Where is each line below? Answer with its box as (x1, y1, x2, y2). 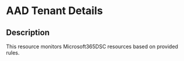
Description (6, 28, 50, 38)
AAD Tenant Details (6, 4, 103, 18)
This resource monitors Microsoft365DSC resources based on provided (6, 43, 178, 50)
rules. (6, 49, 20, 56)
